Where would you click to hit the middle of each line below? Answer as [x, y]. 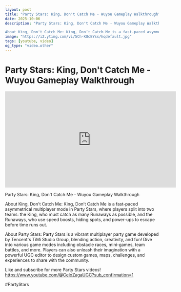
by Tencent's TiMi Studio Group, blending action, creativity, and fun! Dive [79, 239]
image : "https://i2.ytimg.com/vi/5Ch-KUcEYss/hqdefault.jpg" [69, 37]
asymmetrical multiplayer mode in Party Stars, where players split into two [80, 209]
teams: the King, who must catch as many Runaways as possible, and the [79, 214]
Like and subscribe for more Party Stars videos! [53, 270]
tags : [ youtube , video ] [29, 41]
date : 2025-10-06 [23, 19]
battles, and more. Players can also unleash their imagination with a [73, 249]
